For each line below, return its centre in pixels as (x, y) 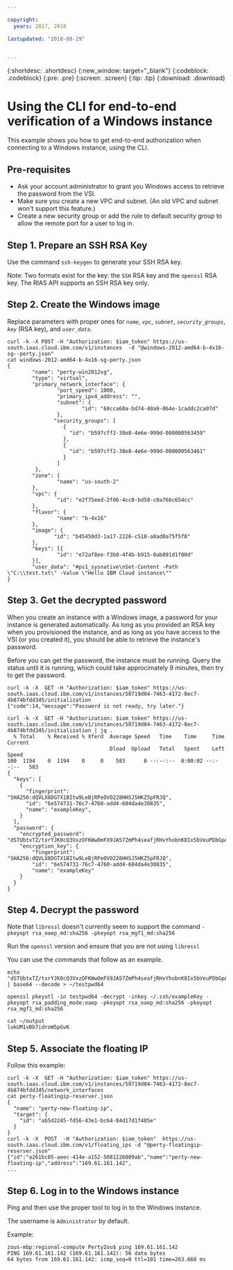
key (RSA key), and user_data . (50, 328)
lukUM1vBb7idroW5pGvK (38, 1027)
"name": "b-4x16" (82, 518)
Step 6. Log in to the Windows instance (93, 1191)
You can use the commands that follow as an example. (85, 960)
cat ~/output (26, 1021)
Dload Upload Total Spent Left (167, 749)
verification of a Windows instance (110, 121)
